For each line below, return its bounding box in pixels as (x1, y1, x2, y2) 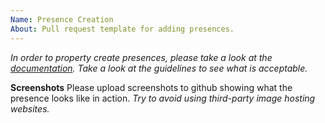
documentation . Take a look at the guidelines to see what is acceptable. (10, 62, 308, 74)
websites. (10, 102, 50, 115)
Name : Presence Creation (10, 14, 114, 25)
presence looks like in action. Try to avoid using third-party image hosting (10, 92, 316, 104)
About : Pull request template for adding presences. (10, 24, 235, 34)
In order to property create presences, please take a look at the (10, 51, 273, 63)
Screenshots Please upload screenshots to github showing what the (10, 81, 293, 93)
